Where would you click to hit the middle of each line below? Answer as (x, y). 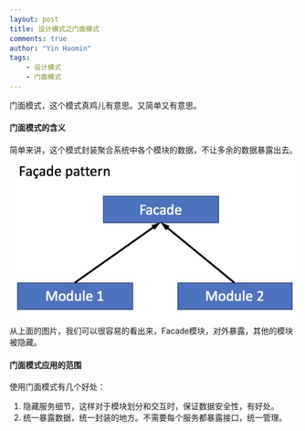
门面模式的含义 (37, 128)
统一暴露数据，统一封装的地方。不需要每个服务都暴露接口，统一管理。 (155, 418)
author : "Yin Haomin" (51, 48)
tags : (20, 58)
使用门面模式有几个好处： (58, 387)
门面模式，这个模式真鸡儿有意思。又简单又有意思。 (105, 105)
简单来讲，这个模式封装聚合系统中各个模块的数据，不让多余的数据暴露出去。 (153, 150)
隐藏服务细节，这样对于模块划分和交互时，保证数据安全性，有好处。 (151, 406)
